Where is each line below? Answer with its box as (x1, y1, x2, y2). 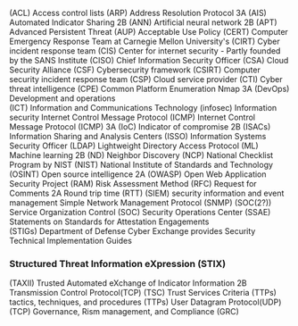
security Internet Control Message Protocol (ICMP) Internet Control (9, 112, 256, 122)
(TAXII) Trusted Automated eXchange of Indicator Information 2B (9, 278, 247, 288)
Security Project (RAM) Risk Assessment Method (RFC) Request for (9, 179, 257, 188)
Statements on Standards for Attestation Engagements (9, 216, 210, 227)
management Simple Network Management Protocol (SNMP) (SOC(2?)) (9, 197, 272, 208)
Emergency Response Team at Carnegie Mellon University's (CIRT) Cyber (9, 36, 280, 46)
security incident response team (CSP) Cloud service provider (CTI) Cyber (9, 74, 283, 84)
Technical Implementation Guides (9, 236, 132, 246)
